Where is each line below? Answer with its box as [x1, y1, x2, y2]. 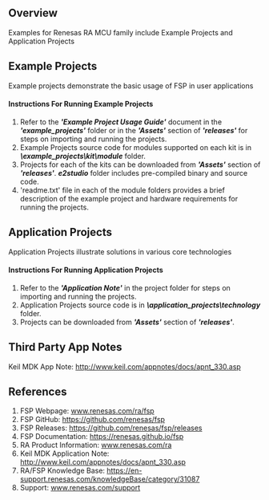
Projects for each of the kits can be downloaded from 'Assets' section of [19, 160, 261, 169]
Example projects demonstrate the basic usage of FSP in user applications [8, 80, 254, 91]
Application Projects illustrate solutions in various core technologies [8, 246, 232, 256]
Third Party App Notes [8, 340, 122, 354]
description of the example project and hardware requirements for [19, 193, 239, 203]
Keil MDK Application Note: [19, 449, 110, 458]
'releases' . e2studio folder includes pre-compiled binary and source [19, 168, 248, 177]
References [8, 385, 67, 399]
